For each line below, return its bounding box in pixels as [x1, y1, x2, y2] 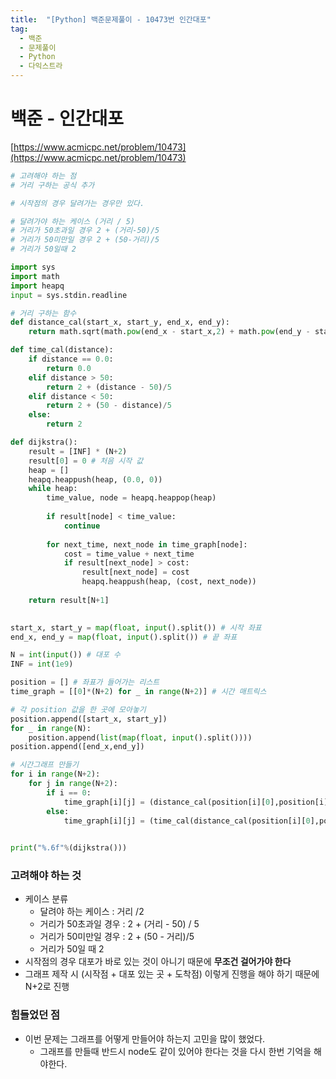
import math [10, 271, 60, 281]
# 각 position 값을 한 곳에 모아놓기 [10, 704, 147, 715]
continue [63, 521, 101, 531]
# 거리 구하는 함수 [10, 308, 77, 318]
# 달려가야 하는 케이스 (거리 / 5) [10, 216, 136, 226]
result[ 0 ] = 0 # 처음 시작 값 [28, 456, 144, 466]
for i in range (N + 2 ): [10, 769, 101, 780]
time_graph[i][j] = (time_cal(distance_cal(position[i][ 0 [63, 816, 311, 826]
